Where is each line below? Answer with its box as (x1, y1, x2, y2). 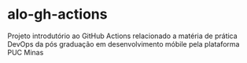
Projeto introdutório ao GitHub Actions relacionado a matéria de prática (7, 31, 238, 40)
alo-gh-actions (7, 5, 108, 23)
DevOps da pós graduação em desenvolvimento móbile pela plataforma (7, 39, 240, 48)
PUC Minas (7, 47, 44, 57)
